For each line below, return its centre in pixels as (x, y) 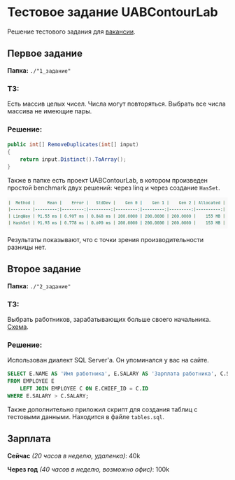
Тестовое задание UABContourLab (113, 12)
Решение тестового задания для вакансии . (71, 31)
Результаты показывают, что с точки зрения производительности (106, 239)
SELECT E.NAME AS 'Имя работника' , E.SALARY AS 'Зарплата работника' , (112, 374)
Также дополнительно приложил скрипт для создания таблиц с (102, 409)
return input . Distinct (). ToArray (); (73, 160)
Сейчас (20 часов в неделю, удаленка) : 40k (74, 456)
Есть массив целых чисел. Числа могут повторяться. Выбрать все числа (116, 104)
